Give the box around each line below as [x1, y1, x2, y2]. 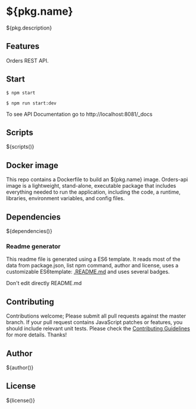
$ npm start [6, 90, 35, 96]
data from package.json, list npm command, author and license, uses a [6, 262, 179, 269]
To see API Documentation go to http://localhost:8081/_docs [6, 110, 153, 117]
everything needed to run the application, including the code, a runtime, [6, 188, 181, 196]
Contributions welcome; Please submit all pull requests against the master [6, 312, 186, 320]
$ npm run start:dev [6, 100, 57, 106]
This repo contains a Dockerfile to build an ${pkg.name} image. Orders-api [6, 176, 188, 183]
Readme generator [6, 242, 61, 250]
